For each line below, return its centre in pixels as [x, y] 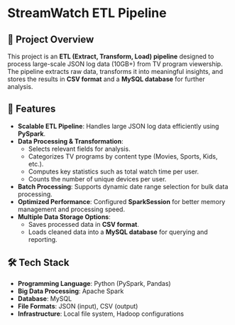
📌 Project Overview [51, 39]
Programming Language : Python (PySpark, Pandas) [94, 283]
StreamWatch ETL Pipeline [87, 13]
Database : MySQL [45, 298]
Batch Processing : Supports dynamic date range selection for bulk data [123, 186]
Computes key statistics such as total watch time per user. [114, 171]
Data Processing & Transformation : [70, 141]
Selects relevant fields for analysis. [79, 149]
